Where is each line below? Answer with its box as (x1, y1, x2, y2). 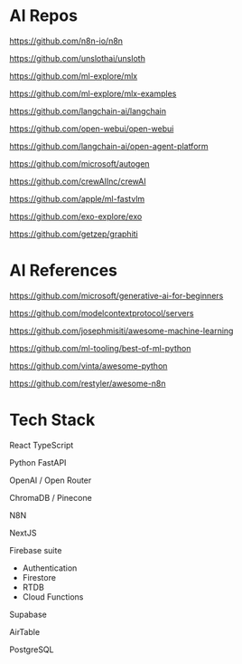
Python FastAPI (9, 457, 67, 467)
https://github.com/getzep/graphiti (9, 228, 138, 239)
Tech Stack (9, 409, 96, 430)
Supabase (9, 609, 47, 620)
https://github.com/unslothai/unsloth (9, 53, 146, 63)
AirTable (9, 626, 41, 637)
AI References (9, 260, 118, 281)
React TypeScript (9, 439, 74, 450)
